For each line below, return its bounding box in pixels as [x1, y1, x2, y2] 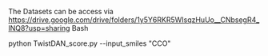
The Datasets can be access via [8, 7, 114, 16]
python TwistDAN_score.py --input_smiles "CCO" [8, 39, 171, 48]
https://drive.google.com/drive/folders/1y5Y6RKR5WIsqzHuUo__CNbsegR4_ [8, 15, 260, 24]
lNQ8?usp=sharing [8, 24, 70, 32]
